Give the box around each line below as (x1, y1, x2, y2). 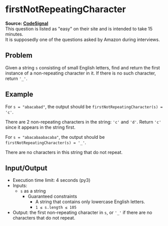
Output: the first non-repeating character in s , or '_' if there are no (12, 209, 152, 216)
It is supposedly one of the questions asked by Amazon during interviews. (5, 36, 160, 43)
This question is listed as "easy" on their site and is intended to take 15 (5, 25, 153, 31)
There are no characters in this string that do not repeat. (5, 149, 123, 155)
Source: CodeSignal (5, 20, 48, 26)
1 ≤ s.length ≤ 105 (35, 205, 77, 210)
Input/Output (5, 164, 48, 172)
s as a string (20, 188, 46, 194)
